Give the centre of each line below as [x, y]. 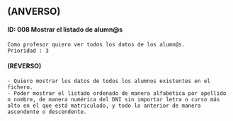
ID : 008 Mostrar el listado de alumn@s [65, 29]
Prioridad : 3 [28, 51]
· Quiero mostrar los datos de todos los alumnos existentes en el [109, 81]
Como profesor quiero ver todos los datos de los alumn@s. [96, 44]
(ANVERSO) [34, 12]
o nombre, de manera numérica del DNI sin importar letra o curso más [114, 99]
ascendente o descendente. [47, 112]
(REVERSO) [24, 66]
